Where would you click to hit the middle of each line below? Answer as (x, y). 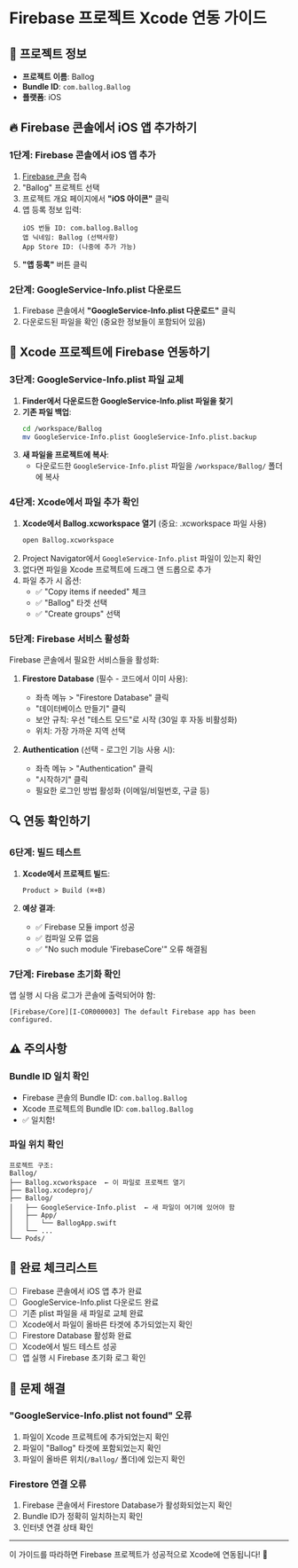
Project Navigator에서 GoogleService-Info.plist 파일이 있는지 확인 (141, 558)
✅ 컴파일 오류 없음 (67, 937)
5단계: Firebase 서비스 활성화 (70, 639)
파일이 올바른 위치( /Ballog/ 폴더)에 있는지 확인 (104, 1459)
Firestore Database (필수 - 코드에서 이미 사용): (105, 678)
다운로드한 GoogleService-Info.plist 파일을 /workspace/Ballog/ (151, 466)
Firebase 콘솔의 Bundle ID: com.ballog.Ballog (105, 1097)
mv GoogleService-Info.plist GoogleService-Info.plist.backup (139, 437)
